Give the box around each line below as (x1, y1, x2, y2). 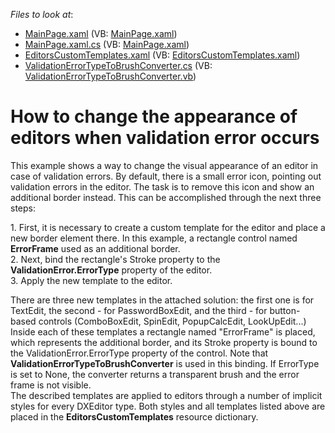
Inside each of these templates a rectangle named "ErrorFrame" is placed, (10, 325, 316, 338)
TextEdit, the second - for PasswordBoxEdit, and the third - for (10, 304, 268, 316)
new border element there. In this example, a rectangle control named (10, 232, 298, 244)
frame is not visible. (10, 379, 92, 391)
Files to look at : (10, 9, 74, 20)
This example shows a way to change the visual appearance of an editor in (10, 159, 319, 171)
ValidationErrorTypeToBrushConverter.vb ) (24, 70, 197, 82)
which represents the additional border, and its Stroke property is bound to (10, 336, 318, 348)
